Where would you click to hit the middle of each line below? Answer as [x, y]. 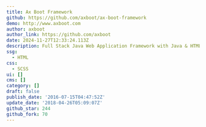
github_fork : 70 [27, 114]
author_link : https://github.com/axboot [59, 35]
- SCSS [20, 69]
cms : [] [16, 80]
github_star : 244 [29, 108]
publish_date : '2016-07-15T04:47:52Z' [56, 97]
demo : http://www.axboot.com [44, 23]
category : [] [23, 86]
